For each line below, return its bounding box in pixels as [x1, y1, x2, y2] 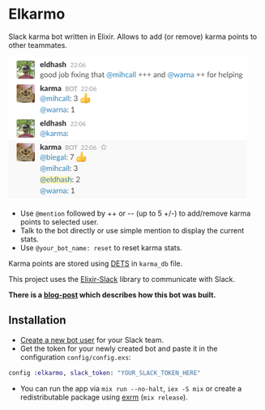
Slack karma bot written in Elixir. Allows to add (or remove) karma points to [8, 32, 258, 41]
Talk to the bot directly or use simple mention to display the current [19, 225, 245, 235]
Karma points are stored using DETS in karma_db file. [8, 258, 183, 268]
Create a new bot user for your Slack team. [19, 335, 165, 344]
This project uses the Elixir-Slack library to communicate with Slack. [8, 274, 236, 284]
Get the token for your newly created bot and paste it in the [19, 344, 218, 353]
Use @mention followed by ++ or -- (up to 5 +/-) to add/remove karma [19, 208, 251, 218]
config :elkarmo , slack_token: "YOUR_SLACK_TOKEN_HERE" [8, 369, 201, 377]
